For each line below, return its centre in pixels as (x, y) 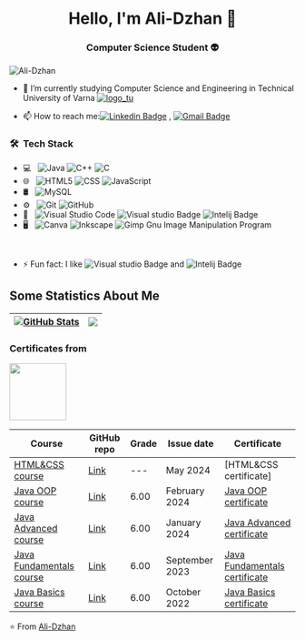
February (185, 491)
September (189, 560)
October (183, 592)
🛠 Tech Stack (42, 144)
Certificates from (48, 348)
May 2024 (188, 470)
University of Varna (59, 98)
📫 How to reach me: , (97, 117)
